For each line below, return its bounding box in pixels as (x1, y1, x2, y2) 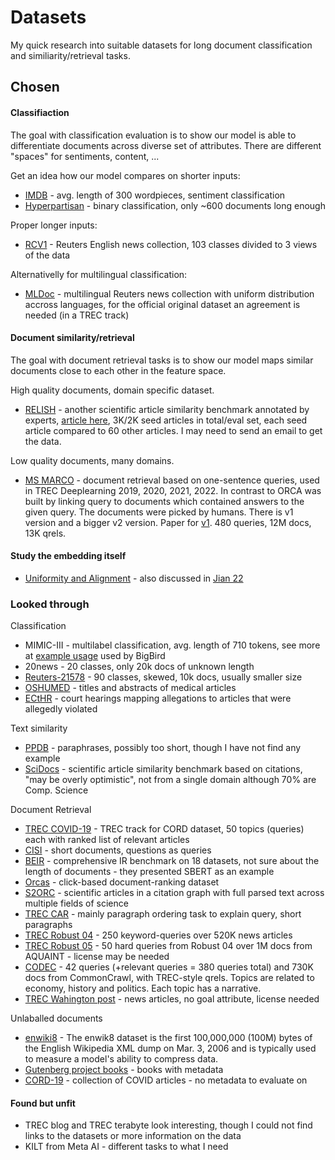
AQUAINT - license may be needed (24, 951, 170, 963)
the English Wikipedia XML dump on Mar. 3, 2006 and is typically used (24, 1042, 317, 1055)
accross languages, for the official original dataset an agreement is (24, 298, 301, 310)
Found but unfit (10, 1097, 76, 1109)
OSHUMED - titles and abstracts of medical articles (24, 682, 237, 694)
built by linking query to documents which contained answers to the (24, 495, 305, 507)
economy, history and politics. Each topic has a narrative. (24, 982, 262, 995)
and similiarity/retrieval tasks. (10, 49, 131, 61)
